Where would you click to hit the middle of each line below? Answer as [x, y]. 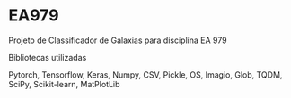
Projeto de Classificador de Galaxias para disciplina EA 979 [118, 40]
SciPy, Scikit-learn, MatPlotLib [64, 84]
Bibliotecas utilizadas [48, 57]
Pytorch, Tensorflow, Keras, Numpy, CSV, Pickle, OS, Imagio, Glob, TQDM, [145, 74]
